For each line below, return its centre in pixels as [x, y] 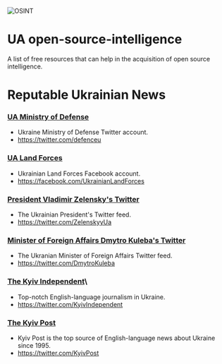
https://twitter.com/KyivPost [58, 353]
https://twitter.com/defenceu [59, 140]
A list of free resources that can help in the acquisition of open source [109, 59]
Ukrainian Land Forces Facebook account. [79, 174]
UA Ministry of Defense [48, 117]
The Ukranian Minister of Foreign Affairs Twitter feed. [95, 256]
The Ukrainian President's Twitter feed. [74, 214]
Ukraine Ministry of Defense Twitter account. [83, 132]
